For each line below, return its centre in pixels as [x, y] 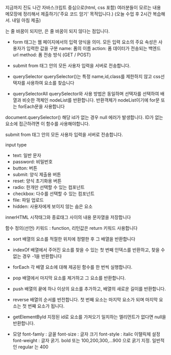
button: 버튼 [25, 168]
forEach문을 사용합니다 [41, 107]
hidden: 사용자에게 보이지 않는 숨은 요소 [53, 206]
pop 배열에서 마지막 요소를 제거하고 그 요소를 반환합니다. [69, 278]
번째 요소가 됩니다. [46, 306]
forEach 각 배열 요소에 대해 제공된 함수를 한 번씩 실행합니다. [72, 267]
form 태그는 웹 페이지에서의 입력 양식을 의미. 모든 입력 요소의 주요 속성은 [85, 42]
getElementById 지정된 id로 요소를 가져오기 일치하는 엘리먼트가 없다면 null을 [89, 317]
